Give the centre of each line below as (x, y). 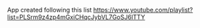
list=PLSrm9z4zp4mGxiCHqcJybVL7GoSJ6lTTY (76, 17)
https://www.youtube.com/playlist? (143, 10)
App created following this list (49, 10)
